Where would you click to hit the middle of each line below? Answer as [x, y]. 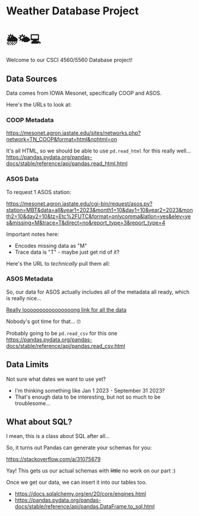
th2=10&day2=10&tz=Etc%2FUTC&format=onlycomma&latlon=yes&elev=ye [99, 216]
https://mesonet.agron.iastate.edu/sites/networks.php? [74, 133]
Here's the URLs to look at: [39, 104]
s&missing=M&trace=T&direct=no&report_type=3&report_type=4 [86, 222]
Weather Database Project [72, 11]
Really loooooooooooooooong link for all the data [66, 310]
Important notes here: [33, 234]
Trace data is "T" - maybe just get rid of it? [67, 252]
